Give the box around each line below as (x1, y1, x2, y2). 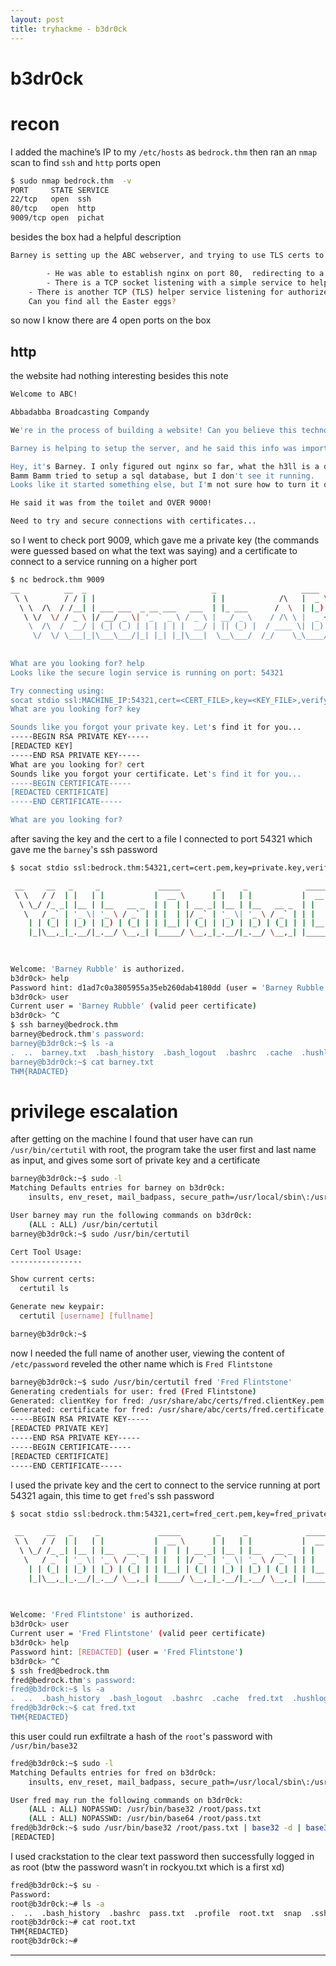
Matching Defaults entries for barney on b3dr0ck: (10, 1183, 226, 1193)
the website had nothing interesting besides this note (10, 370, 229, 382)
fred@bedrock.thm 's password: (10, 1675, 137, 1685)
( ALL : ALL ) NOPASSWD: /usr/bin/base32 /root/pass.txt (28, 1804, 262, 1815)
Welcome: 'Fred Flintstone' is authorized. (10, 1610, 195, 1620)
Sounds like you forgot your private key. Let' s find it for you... (10, 722, 302, 733)
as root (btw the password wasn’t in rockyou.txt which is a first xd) (10, 1861, 285, 1873)
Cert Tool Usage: (10, 1247, 83, 1257)
